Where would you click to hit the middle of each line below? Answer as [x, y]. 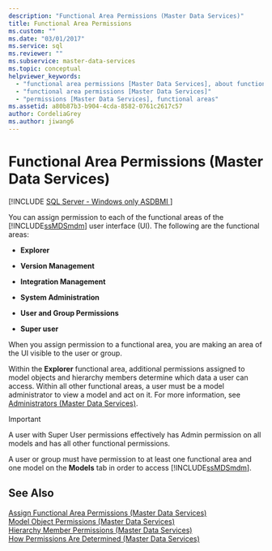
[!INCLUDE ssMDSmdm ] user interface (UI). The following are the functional [134, 226]
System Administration [59, 297]
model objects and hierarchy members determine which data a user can [128, 377]
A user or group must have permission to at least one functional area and [130, 458]
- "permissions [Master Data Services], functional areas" [117, 99]
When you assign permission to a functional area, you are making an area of [136, 344]
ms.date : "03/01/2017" [47, 39]
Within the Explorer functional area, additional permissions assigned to [127, 368]
